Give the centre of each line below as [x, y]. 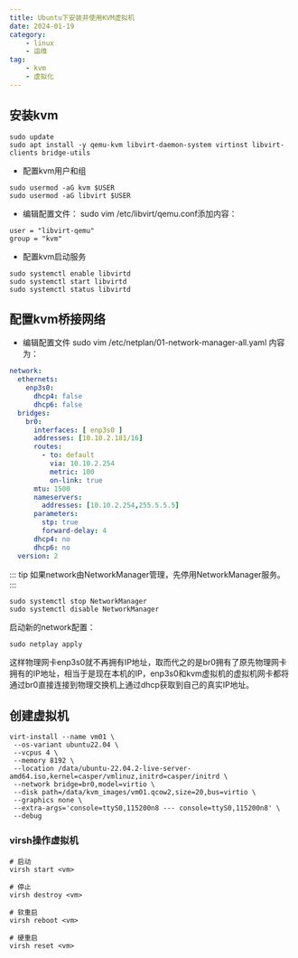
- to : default [68, 456]
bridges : [34, 413]
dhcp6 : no [51, 548]
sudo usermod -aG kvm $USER [62, 188]
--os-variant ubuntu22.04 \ [66, 745]
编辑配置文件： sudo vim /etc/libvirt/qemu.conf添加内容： [130, 213]
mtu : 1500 [51, 489]
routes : [48, 447]
